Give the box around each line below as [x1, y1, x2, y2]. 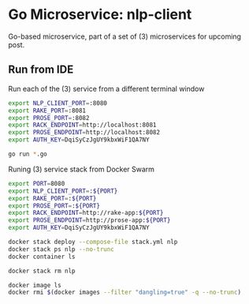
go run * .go [8, 150, 47, 158]
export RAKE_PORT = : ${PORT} [8, 194, 97, 202]
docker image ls [8, 281, 61, 289]
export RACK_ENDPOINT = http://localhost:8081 [8, 121, 157, 129]
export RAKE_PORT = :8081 [8, 107, 87, 114]
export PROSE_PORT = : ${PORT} [8, 201, 101, 210]
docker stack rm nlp [8, 267, 76, 275]
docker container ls [8, 253, 76, 261]
